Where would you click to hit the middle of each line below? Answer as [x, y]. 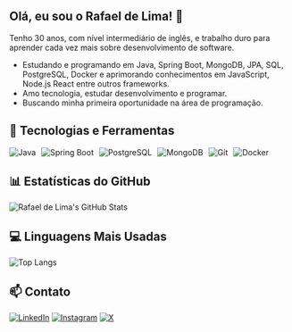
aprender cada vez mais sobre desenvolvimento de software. [122, 47]
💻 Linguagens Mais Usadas [88, 236]
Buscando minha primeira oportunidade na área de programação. [142, 103]
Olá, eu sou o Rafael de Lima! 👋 [96, 17]
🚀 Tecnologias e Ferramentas [92, 131]
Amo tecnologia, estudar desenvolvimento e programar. [125, 93]
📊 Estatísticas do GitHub [80, 182]
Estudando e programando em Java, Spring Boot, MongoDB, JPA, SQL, [153, 64]
